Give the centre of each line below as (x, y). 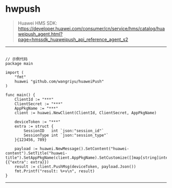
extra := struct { (34, 126)
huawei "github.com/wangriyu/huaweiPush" (59, 81)
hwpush (23, 9)
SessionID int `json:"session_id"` (64, 131)
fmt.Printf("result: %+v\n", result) (55, 171)
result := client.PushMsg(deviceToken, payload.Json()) (76, 166)
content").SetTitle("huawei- (36, 153)
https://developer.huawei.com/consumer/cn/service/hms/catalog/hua (91, 28)
